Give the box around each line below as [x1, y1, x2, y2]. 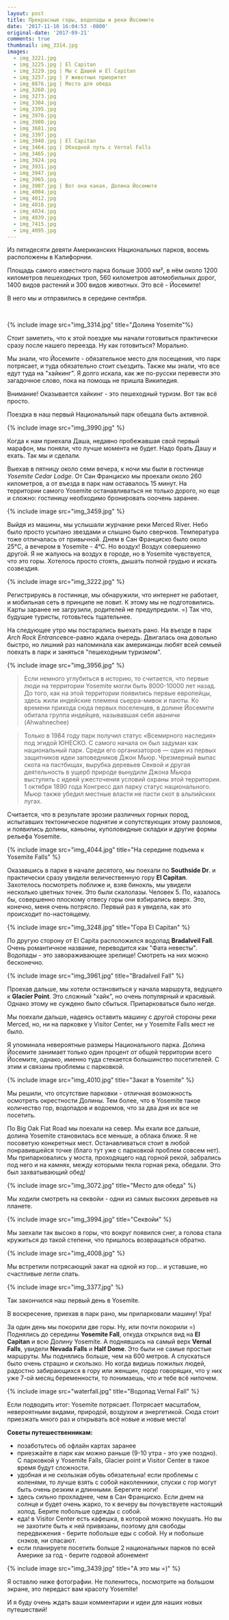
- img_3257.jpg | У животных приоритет [13, 73, 127, 81]
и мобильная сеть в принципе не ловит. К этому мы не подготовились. [7, 598, 215, 607]
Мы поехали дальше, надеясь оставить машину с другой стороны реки [7, 1013, 217, 1021]
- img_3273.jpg [13, 93, 57, 100]
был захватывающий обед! [7, 1168, 86, 1177]
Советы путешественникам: [7, 1429, 94, 1437]
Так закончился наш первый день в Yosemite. [7, 1296, 140, 1304]
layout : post [7, 10, 44, 17]
